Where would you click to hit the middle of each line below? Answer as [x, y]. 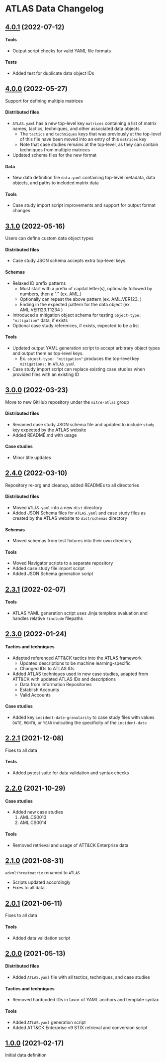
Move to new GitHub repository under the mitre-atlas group [67, 402]
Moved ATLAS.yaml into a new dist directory [57, 508]
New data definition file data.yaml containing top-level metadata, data [84, 178]
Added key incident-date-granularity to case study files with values [83, 717]
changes [21, 211]
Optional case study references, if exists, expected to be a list [76, 325]
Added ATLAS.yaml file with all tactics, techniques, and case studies [81, 977]
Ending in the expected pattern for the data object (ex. [75, 304]
